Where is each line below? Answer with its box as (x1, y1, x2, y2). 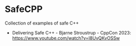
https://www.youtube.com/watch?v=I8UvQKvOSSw (12, 35, 120, 41)
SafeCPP (5, 3, 43, 15)
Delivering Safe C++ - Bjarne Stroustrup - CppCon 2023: (12, 29, 131, 35)
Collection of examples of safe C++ (5, 20, 79, 26)
